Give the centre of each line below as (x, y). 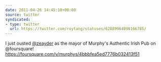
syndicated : (18, 19)
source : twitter (22, 15)
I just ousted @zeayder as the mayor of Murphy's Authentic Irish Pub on (80, 43)
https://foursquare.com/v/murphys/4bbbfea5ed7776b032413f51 (72, 54)
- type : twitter (22, 24)
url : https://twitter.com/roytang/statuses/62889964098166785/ (78, 29)
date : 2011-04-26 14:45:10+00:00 (41, 10)
